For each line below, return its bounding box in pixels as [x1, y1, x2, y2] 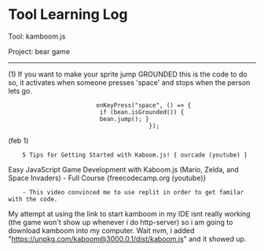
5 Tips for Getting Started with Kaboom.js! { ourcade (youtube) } [22, 151, 247, 159]
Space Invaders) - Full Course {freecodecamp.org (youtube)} [8, 173, 207, 183]
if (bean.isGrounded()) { [99, 108, 185, 116]
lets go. [8, 86, 33, 95]
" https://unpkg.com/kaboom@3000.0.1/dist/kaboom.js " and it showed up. [8, 234, 247, 243]
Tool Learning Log [8, 6, 128, 24]
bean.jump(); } [99, 115, 149, 123]
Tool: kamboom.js [8, 31, 66, 41]
